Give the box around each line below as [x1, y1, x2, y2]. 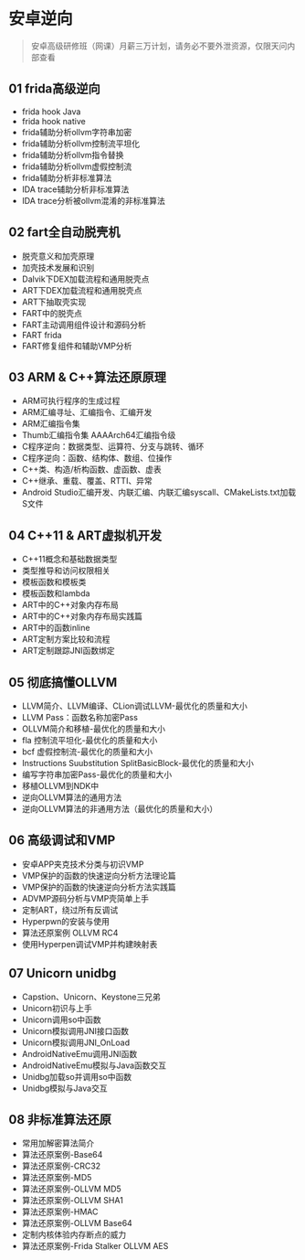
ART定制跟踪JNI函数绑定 [21, 646, 115, 657]
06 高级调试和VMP [8, 833, 116, 849]
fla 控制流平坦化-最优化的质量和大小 [21, 735, 158, 745]
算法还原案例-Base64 [21, 1149, 103, 1160]
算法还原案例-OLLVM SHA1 [21, 1195, 124, 1206]
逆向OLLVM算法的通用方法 [21, 792, 122, 803]
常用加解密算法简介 [21, 1137, 95, 1148]
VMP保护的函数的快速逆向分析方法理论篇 [21, 870, 177, 881]
